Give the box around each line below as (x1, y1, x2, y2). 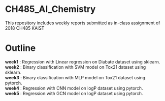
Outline (5, 43, 36, 54)
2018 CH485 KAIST (5, 25, 45, 31)
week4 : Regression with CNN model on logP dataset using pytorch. (5, 85, 143, 91)
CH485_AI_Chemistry (5, 3, 96, 15)
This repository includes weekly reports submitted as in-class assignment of (5, 20, 160, 26)
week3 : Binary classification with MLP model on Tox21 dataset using (5, 74, 146, 80)
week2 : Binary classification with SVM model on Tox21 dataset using (5, 64, 146, 70)
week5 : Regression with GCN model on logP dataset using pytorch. (5, 90, 143, 96)
